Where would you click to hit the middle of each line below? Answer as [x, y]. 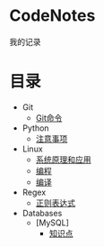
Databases [42, 213]
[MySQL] [52, 223]
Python [35, 128]
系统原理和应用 [63, 160]
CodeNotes [52, 16]
